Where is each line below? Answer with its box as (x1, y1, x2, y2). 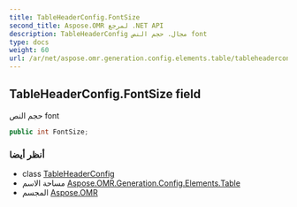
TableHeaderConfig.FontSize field (9, 87, 202, 102)
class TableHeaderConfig (21, 168, 115, 179)
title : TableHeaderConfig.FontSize (9, 12, 141, 22)
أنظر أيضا (9, 148, 45, 160)
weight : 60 (9, 46, 49, 55)
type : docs (9, 37, 49, 47)
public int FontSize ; (9, 127, 89, 136)
